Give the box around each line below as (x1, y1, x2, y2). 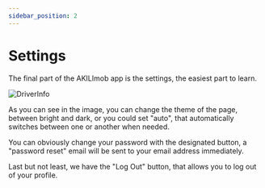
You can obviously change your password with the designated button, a (8, 137, 247, 147)
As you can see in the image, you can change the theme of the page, (8, 104, 238, 114)
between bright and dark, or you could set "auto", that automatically (8, 113, 234, 123)
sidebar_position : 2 (8, 11, 78, 20)
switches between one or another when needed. (8, 122, 170, 132)
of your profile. (8, 170, 58, 180)
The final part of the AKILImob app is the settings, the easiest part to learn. (8, 73, 257, 83)
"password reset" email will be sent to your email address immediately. (8, 146, 244, 156)
